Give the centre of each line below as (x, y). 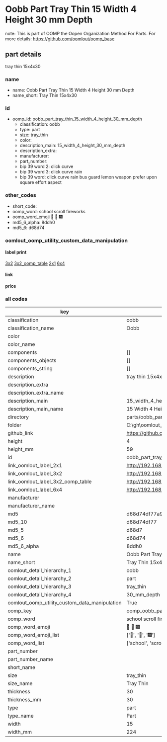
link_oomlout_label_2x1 (35, 466)
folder (15, 425)
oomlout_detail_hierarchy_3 (40, 586)
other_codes (21, 195)
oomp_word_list (26, 643)
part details (23, 54)
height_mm (21, 449)
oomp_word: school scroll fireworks (49, 211)
